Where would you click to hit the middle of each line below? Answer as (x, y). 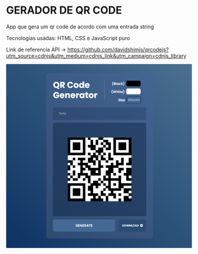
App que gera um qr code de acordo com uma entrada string (80, 27)
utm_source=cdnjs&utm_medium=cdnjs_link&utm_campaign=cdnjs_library (96, 56)
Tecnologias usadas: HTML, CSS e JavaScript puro (68, 38)
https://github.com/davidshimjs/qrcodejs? (118, 49)
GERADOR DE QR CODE (64, 10)
